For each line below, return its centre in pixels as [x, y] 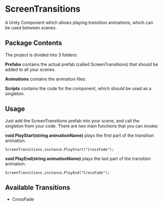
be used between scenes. [31, 27]
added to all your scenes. [30, 69]
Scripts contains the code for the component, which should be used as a [78, 88]
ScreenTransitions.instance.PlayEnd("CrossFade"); [57, 173]
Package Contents [34, 43]
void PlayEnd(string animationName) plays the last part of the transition [78, 158]
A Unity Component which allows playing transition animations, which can [79, 22]
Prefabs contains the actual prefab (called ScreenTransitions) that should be [81, 64]
